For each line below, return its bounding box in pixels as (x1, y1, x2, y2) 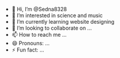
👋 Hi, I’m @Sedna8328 (11, 6, 67, 12)
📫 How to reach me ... (11, 31, 67, 38)
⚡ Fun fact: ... (11, 46, 44, 53)
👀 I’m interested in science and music (11, 12, 103, 19)
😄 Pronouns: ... (11, 40, 50, 47)
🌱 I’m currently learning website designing (11, 18, 115, 25)
